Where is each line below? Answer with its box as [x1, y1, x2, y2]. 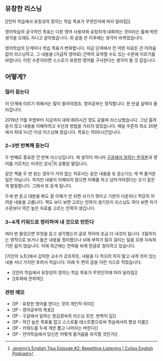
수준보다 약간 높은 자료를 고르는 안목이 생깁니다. [5, 205, 96, 211]
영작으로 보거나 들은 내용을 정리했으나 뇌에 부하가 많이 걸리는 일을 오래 [10, 237, 144, 243]
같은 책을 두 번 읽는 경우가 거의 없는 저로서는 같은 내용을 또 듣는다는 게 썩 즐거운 [5, 171, 156, 177]
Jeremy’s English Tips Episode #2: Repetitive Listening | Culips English [12, 345, 153, 351]
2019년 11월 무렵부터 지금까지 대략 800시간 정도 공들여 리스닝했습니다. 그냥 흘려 [5, 117, 157, 123]
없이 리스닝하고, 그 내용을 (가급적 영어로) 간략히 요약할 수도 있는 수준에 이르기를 [5, 51, 156, 57]
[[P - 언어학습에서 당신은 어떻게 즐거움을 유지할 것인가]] [12, 331, 118, 337]
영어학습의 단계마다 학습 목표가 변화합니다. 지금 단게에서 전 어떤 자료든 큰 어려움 [5, 45, 157, 51]
